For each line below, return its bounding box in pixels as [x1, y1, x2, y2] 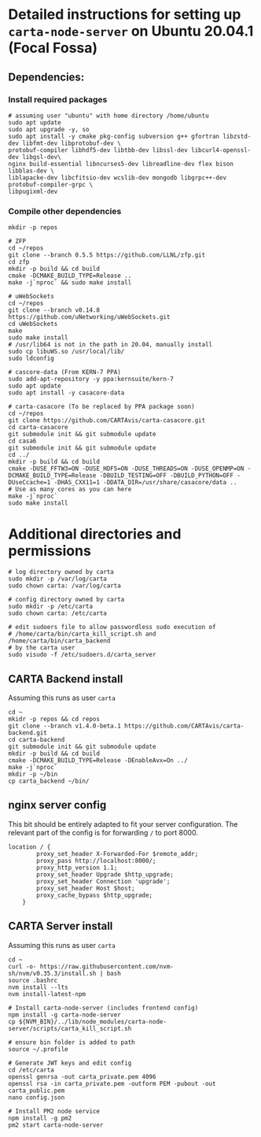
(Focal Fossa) [8, 39, 98, 57]
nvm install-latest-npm [8, 990, 86, 998]
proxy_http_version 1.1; [36, 864, 118, 872]
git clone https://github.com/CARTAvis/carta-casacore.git [8, 417, 206, 424]
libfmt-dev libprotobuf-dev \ [22, 139, 122, 147]
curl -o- [8, 962, 37, 970]
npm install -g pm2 [8, 1114, 72, 1122]
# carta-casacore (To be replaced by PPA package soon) [8, 403, 195, 411]
